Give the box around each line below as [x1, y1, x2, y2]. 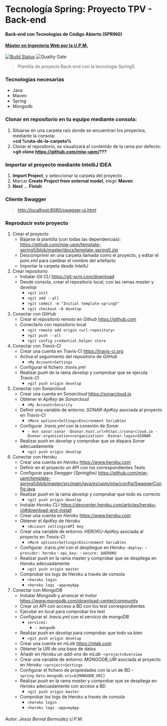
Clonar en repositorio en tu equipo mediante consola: [5, 116, 137, 123]
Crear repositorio [12, 268, 48, 274]
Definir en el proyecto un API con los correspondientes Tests [19, 465, 145, 471]
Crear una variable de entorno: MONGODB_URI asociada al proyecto [19, 656, 161, 663]
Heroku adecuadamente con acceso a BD [19, 683, 106, 689]
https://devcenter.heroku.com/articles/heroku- [60, 502, 156, 508]
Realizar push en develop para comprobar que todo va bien [19, 630, 142, 636]
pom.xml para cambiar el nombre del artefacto [19, 257, 116, 264]
